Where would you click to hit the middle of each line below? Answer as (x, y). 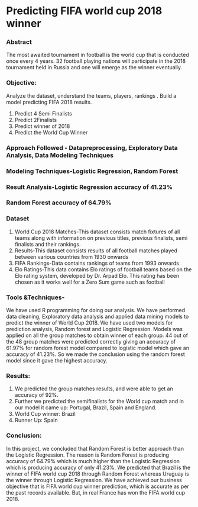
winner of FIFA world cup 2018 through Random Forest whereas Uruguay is (98, 474)
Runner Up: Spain (36, 420)
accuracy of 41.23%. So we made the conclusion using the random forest (95, 354)
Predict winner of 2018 (42, 126)
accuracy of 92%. (37, 395)
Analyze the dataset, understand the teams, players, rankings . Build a (91, 95)
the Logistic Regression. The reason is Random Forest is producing (88, 455)
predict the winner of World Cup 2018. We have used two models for (90, 323)
